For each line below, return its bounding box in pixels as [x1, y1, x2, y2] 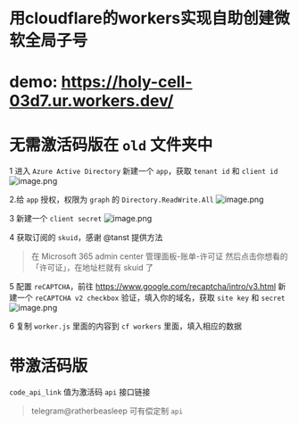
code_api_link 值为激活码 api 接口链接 [9, 387, 151, 397]
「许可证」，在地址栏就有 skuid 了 [30, 262, 154, 273]
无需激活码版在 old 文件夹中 [9, 135, 213, 154]
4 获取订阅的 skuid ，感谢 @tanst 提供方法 [9, 232, 163, 243]
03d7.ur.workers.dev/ [9, 91, 174, 112]
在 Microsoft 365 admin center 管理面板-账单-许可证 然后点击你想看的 [30, 251, 288, 262]
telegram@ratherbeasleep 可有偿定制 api [30, 405, 183, 416]
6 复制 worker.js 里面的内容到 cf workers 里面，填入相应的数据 [9, 321, 243, 331]
